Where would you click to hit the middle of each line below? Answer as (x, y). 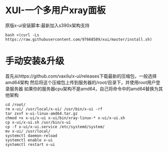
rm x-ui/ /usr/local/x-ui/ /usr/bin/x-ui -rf (54, 109)
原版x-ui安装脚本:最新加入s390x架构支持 (47, 25)
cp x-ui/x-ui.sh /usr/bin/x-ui (38, 122)
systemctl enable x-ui (29, 140)
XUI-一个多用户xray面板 (55, 10)
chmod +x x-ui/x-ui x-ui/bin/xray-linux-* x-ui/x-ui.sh (65, 118)
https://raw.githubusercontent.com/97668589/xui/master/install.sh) (79, 39)
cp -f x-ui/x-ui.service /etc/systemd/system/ (55, 127)
